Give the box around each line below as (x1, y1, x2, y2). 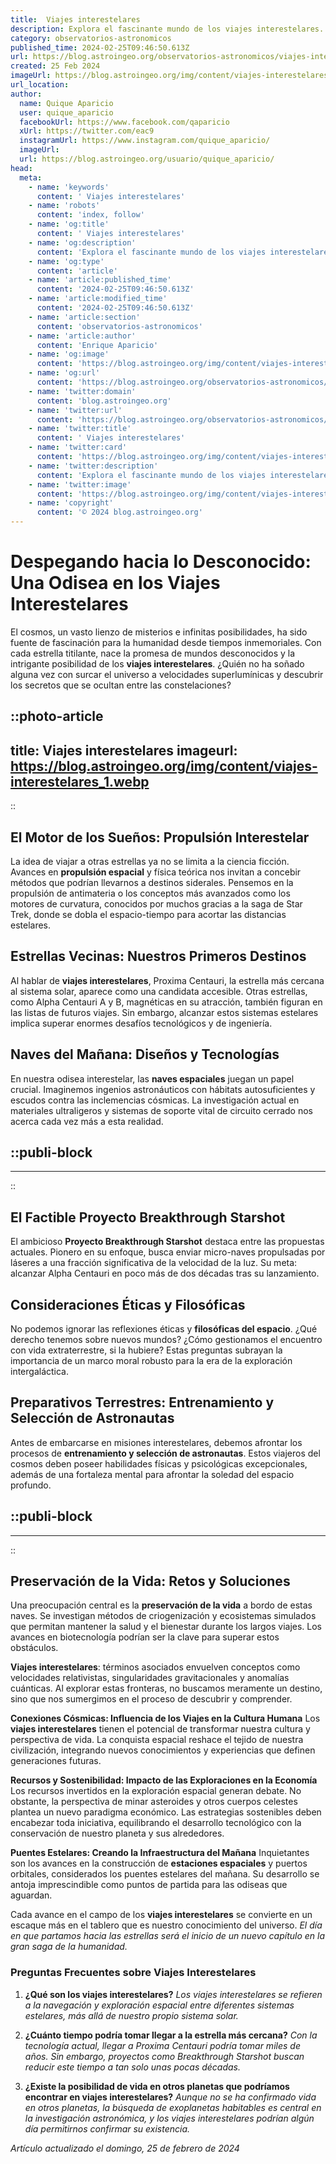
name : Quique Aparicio (19, 98, 114, 108)
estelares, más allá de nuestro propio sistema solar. (24, 2009, 239, 2021)
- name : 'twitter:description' (28, 461, 159, 471)
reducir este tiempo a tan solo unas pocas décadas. (24, 2061, 242, 2073)
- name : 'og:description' (28, 237, 137, 248)
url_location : (10, 80, 70, 90)
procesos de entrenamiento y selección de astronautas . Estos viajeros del (10, 1447, 321, 1459)
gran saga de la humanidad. (10, 1941, 128, 1953)
